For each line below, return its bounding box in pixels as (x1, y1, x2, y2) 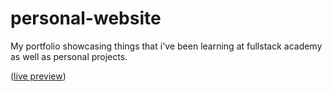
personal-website (10, 7, 162, 30)
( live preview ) (10, 70, 67, 82)
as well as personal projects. (10, 50, 128, 62)
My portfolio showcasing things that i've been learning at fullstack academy (10, 40, 323, 52)
